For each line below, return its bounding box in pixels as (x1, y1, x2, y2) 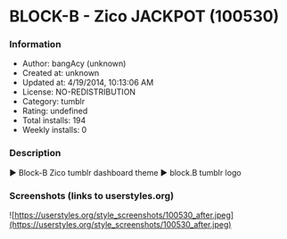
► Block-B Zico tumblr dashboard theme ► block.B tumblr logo (9, 167, 242, 177)
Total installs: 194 (21, 115, 86, 126)
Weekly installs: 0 (21, 125, 87, 136)
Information (9, 38, 61, 51)
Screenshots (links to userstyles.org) (9, 189, 175, 202)
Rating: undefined (21, 105, 88, 117)
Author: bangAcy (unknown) (21, 58, 127, 69)
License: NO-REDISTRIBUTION (21, 87, 136, 97)
